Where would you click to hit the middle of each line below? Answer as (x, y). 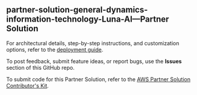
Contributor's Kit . (28, 85)
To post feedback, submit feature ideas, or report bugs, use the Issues (94, 61)
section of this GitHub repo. (41, 67)
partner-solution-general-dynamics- (77, 10)
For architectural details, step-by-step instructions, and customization (93, 43)
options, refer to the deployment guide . (55, 49)
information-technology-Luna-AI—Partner (88, 20)
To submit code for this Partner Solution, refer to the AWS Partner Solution (98, 79)
